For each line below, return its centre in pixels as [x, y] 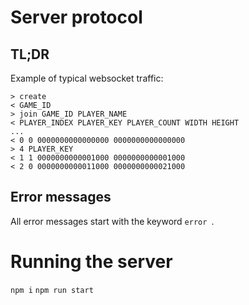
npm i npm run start [52, 290]
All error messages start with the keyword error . [112, 221]
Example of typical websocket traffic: [87, 78]
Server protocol [76, 17]
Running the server [91, 262]
